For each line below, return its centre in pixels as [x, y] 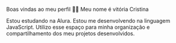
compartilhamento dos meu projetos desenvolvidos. [71, 33]
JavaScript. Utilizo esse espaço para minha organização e [78, 27]
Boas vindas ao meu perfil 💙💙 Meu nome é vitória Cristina [77, 9]
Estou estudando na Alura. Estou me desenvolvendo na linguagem [88, 21]
